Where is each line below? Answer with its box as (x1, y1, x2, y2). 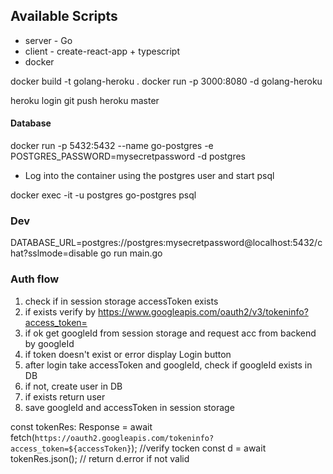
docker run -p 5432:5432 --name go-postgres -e (10, 140, 214, 152)
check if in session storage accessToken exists (24, 295, 219, 307)
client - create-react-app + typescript (24, 45, 181, 57)
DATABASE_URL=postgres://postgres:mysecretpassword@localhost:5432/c (10, 237, 323, 249)
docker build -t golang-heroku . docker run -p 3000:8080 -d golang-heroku (10, 75, 323, 87)
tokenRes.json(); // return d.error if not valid (10, 452, 190, 464)
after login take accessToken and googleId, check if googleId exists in (24, 359, 313, 371)
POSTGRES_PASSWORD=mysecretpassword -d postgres (10, 150, 246, 163)
